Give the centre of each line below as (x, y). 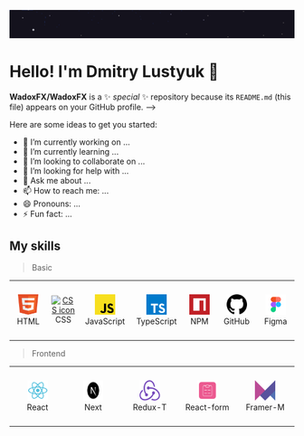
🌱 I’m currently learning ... (71, 152)
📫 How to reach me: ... (66, 191)
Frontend (48, 354)
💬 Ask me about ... (57, 181)
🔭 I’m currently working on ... (76, 142)
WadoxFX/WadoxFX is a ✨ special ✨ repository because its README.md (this (150, 97)
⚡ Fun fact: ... (47, 214)
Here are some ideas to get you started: (84, 125)
